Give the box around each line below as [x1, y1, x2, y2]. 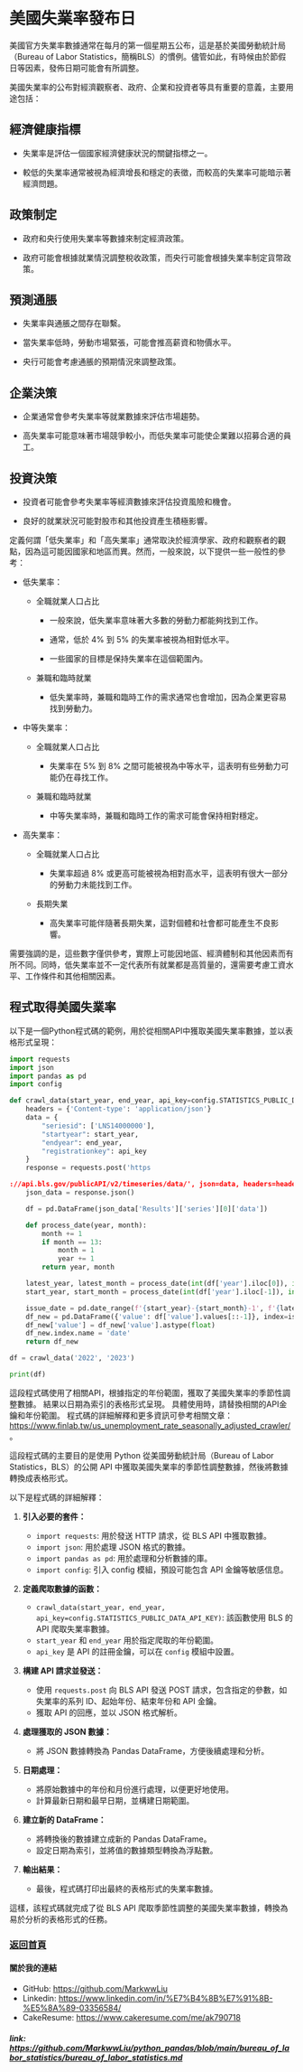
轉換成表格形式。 [9, 1472, 73, 1483]
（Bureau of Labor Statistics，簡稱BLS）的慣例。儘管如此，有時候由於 [9, 51, 271, 61]
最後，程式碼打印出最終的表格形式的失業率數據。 [35, 1883, 218, 1894]
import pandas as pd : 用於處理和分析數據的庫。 [35, 1552, 213, 1563]
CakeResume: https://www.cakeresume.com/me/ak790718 [22, 2012, 242, 2023]
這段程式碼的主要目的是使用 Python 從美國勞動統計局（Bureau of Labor [9, 1449, 274, 1460]
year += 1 [57, 1254, 95, 1263]
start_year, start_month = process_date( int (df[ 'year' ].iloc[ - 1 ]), [25, 1287, 284, 1297]
